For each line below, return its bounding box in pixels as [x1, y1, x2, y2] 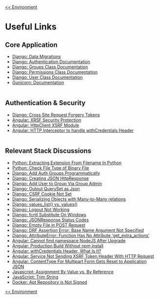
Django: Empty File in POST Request [12, 222, 85, 228]
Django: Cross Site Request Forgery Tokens [12, 112, 100, 118]
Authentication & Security [5, 99, 86, 107]
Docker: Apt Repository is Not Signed [12, 279, 87, 285]
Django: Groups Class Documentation [12, 64, 88, 70]
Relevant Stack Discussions [5, 147, 92, 155]
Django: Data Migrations [12, 54, 61, 59]
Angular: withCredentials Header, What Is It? [12, 248, 101, 254]
